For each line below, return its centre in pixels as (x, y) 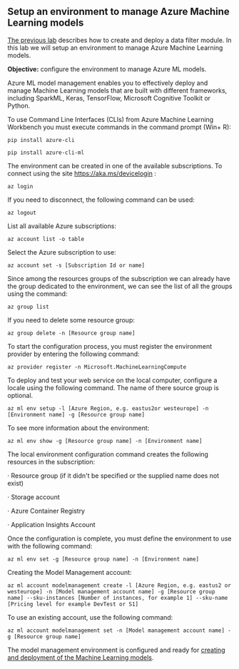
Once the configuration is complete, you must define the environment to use (119, 538)
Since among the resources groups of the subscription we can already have (119, 278)
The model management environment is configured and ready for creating (116, 650)
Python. (19, 106)
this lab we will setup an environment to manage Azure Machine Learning (115, 47)
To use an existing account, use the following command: (90, 617)
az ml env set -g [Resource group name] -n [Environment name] (103, 559)
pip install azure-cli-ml (46, 153)
